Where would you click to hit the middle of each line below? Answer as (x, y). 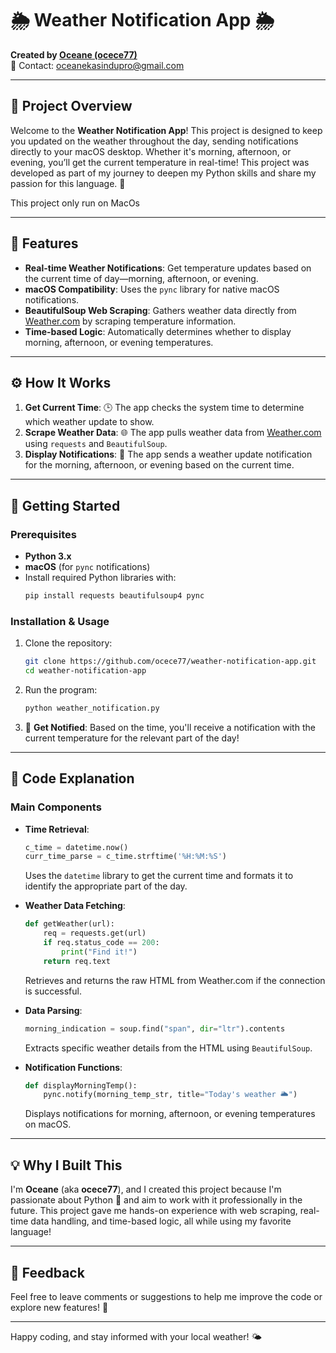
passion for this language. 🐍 (68, 183)
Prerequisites (43, 534)
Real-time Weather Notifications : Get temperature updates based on (168, 268)
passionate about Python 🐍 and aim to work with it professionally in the (156, 1200)
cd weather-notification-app (85, 671)
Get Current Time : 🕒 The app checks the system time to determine (164, 408)
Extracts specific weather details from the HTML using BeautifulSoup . (168, 1048)
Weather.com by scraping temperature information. (130, 321)
